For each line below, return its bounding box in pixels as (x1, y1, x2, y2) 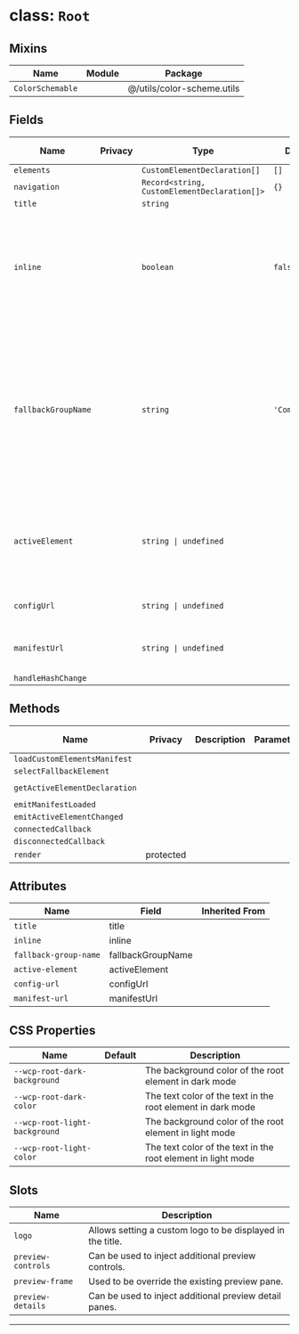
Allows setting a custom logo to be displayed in (88, 1224, 285, 1237)
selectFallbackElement (13, 765, 109, 776)
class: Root (9, 5, 91, 26)
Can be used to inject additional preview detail (88, 1289, 282, 1302)
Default (104, 1049, 137, 1061)
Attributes (9, 879, 67, 894)
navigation (13, 182, 60, 192)
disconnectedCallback (13, 836, 105, 847)
